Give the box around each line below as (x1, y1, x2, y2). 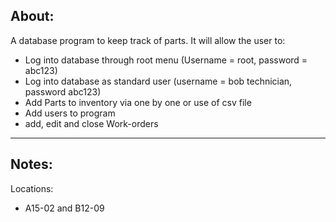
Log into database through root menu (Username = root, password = (24, 54, 308, 66)
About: (10, 8, 55, 25)
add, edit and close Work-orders (24, 117, 159, 129)
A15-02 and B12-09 (24, 202, 105, 214)
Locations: (10, 182, 54, 194)
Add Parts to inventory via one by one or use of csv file (24, 96, 252, 108)
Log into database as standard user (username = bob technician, (24, 75, 293, 87)
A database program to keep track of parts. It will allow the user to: (10, 34, 286, 46)
